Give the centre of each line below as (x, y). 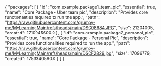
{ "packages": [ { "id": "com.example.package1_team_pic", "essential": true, (81, 7)
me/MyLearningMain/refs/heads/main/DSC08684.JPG (60, 28)
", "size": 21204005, (134, 28)
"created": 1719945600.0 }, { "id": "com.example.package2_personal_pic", (80, 33)
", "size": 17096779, (131, 53)
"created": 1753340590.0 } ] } (35, 58)
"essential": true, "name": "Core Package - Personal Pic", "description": (77, 38)
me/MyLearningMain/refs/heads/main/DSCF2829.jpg (58, 53)
